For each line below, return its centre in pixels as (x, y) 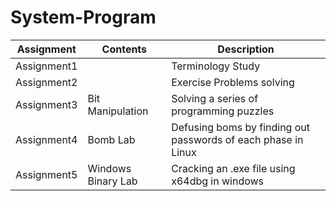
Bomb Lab (111, 139)
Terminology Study (216, 66)
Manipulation (118, 111)
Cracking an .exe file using (233, 168)
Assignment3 (46, 104)
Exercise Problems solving (233, 82)
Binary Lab (112, 181)
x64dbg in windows (218, 181)
